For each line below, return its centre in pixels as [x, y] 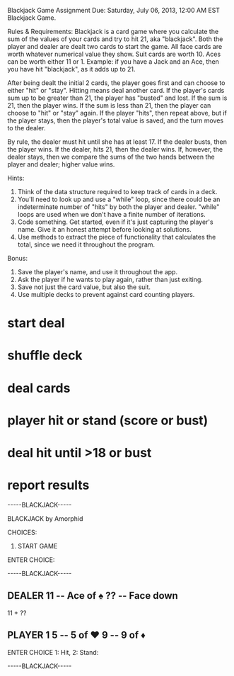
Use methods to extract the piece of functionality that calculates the [117, 237]
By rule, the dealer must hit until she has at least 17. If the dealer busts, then [117, 142]
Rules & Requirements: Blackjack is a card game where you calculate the [113, 32]
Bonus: [18, 258]
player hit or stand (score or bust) [108, 420]
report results [48, 485]
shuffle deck [45, 355]
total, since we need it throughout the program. [86, 244]
